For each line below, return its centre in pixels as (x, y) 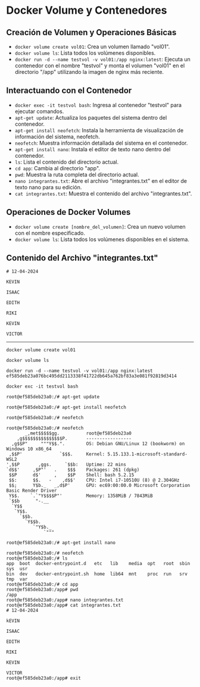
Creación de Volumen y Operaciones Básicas (91, 32)
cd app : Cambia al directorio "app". (57, 168)
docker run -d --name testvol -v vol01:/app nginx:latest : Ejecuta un (102, 59)
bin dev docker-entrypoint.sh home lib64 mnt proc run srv (97, 574)
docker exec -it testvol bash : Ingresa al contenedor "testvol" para (98, 105)
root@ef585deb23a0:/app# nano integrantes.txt (65, 600)
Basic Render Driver (32, 491)
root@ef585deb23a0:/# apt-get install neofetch (66, 407)
